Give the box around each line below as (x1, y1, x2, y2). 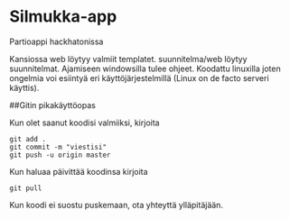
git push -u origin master (9, 151, 111, 160)
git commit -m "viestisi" (9, 142, 107, 151)
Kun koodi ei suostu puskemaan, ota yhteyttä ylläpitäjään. (9, 199, 224, 210)
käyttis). (9, 82, 40, 93)
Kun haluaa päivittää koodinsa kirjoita (9, 166, 148, 177)
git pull (9, 183, 42, 193)
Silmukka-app (9, 6, 117, 27)
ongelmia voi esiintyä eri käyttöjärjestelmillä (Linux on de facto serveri (9, 72, 269, 83)
